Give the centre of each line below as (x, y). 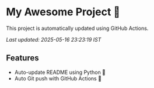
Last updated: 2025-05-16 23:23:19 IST (54, 39)
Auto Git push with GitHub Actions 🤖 (58, 78)
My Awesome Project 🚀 (63, 12)
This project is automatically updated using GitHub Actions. (77, 28)
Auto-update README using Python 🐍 (60, 72)
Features (22, 58)
